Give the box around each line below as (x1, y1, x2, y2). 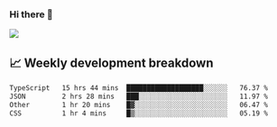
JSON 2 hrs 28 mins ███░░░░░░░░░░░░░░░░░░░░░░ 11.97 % (9, 92, 269, 101)
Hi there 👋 (9, 8, 54, 21)
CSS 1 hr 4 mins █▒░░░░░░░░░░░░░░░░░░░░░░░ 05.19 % (9, 108, 269, 118)
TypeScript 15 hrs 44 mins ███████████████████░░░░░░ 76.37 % (9, 84, 269, 93)
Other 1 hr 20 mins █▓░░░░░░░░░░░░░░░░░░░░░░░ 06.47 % (9, 100, 269, 109)
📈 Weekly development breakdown (9, 55, 214, 70)
